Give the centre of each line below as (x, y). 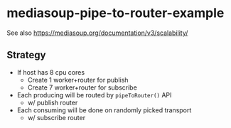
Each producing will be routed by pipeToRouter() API (94, 95)
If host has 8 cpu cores (51, 72)
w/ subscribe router (57, 117)
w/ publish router (53, 102)
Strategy (26, 55)
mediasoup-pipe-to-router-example (116, 13)
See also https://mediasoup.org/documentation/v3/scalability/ (97, 33)
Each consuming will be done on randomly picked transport (104, 110)
